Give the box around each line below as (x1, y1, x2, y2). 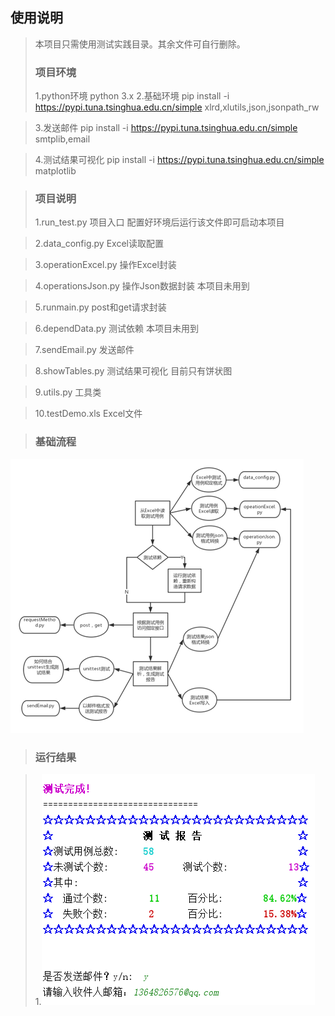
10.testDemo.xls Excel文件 (34, 408, 143, 420)
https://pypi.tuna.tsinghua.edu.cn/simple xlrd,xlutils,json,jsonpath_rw (34, 101, 320, 113)
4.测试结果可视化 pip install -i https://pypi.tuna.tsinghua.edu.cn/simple (34, 154, 325, 166)
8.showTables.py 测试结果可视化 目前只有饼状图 (34, 365, 233, 377)
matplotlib (34, 165, 77, 177)
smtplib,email (34, 133, 91, 145)
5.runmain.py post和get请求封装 (34, 301, 167, 313)
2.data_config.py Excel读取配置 (34, 238, 164, 250)
